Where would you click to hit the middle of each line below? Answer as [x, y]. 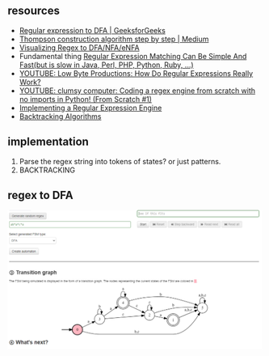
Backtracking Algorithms [60, 116]
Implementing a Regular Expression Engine [90, 108]
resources [34, 11]
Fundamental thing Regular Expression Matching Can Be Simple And [133, 56]
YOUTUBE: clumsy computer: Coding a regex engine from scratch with [137, 91]
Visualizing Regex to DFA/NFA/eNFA [79, 47]
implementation [48, 142]
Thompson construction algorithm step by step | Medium [114, 39]
